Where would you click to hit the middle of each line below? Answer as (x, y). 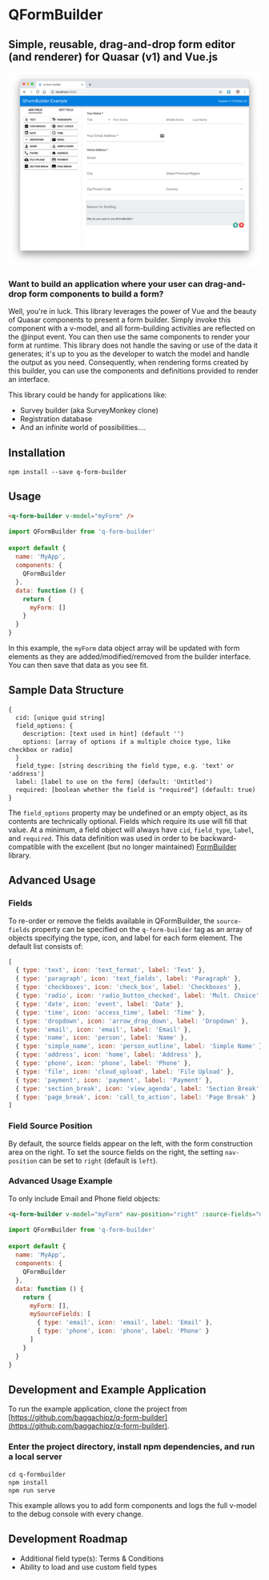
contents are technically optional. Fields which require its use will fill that (128, 821)
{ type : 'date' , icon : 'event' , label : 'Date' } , (100, 1004)
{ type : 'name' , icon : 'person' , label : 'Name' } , (102, 1038)
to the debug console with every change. (76, 1514)
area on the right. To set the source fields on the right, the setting (116, 1152)
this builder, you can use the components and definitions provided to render (133, 371)
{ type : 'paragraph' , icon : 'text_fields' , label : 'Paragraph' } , (128, 979)
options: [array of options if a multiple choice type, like (126, 742)
